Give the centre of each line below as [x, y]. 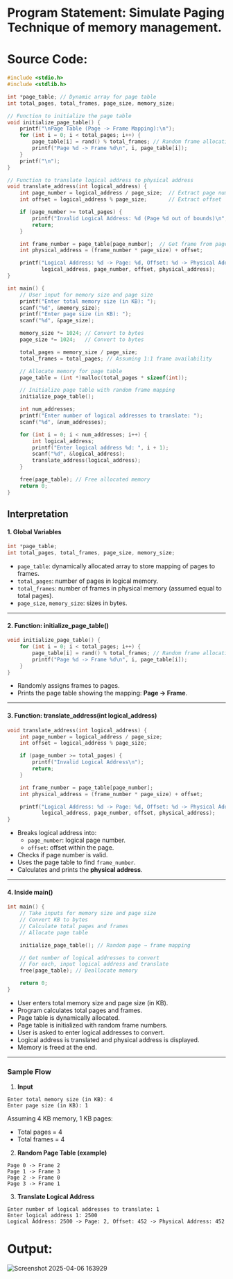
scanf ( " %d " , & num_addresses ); [63, 422]
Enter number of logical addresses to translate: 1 [83, 1210]
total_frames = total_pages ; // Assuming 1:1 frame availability [116, 358]
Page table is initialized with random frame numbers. [92, 1025]
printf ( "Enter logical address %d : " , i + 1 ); [101, 447]
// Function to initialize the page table [69, 116]
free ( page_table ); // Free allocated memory [85, 479]
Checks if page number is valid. [62, 855]
